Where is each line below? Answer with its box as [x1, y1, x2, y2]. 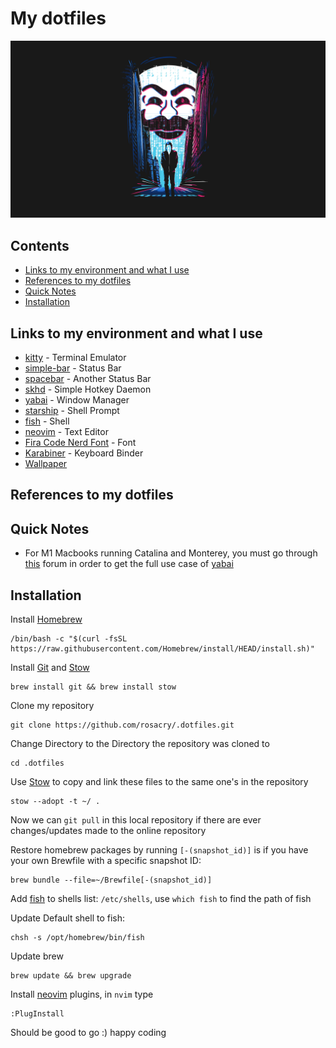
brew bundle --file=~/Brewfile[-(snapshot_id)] [10, 875, 213, 886]
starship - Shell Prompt [24, 405, 120, 417]
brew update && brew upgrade [10, 971, 132, 981]
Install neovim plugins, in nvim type [10, 988, 154, 1001]
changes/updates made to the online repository [10, 825, 207, 837]
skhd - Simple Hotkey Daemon [24, 383, 152, 396]
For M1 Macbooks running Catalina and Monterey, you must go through [24, 547, 318, 559]
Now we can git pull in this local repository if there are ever [10, 814, 262, 826]
